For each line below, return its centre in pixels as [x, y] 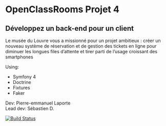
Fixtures [21, 88]
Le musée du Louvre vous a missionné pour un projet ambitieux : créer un [83, 40]
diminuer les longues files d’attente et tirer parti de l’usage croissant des [81, 51]
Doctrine [22, 82]
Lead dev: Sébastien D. [30, 108]
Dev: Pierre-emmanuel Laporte [38, 103]
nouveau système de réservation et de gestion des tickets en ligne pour [81, 46]
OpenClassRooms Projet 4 [62, 9]
